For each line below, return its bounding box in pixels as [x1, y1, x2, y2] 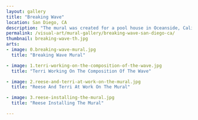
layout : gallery [6, 8, 46, 15]
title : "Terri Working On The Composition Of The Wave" [11, 68, 151, 74]
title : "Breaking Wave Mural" [11, 52, 85, 58]
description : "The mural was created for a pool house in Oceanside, [6, 25, 181, 31]
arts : [6, 42, 19, 47]
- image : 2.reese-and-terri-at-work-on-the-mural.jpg [6, 78, 141, 85]
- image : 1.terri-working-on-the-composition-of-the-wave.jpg [6, 63, 162, 68]
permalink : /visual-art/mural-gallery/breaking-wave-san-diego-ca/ [6, 30, 176, 36]
